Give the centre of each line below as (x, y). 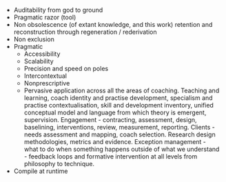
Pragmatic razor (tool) (45, 17)
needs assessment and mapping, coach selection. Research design (120, 134)
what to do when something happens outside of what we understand (122, 149)
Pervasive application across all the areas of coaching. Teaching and (122, 90)
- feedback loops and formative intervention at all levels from (111, 156)
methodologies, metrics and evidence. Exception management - (115, 142)
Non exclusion (34, 39)
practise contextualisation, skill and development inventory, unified (119, 105)
